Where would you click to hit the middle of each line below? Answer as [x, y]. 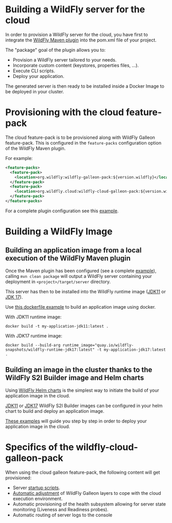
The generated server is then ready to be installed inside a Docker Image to [85, 86]
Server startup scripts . [36, 488]
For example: [19, 158]
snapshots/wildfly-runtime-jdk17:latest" [50, 350]
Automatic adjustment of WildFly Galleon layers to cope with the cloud [87, 493]
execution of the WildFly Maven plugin [68, 258]
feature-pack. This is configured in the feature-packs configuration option [83, 143]
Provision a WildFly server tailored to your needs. [64, 59]
